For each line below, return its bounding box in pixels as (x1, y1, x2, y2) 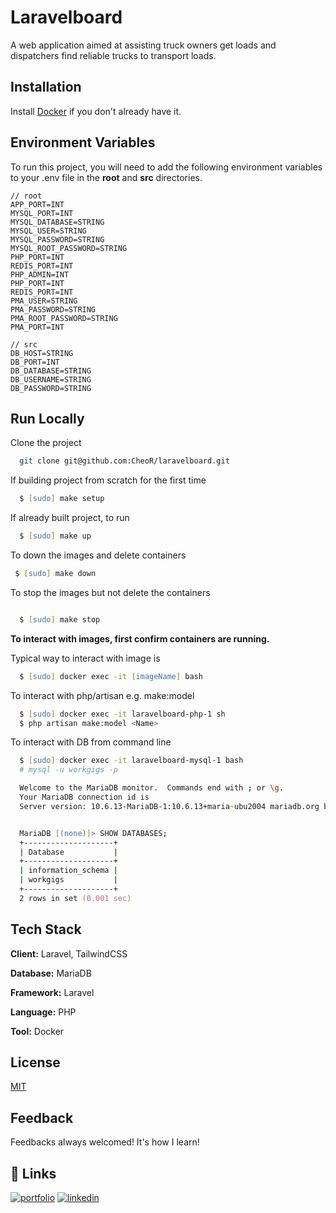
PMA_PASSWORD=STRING (10, 304, 97, 315)
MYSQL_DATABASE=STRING (10, 217, 105, 227)
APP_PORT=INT (10, 199, 65, 210)
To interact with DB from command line (10, 736, 172, 748)
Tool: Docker (10, 1025, 65, 1037)
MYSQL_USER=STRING (10, 226, 87, 236)
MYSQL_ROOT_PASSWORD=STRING (10, 243, 128, 253)
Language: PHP (10, 1006, 77, 1018)
